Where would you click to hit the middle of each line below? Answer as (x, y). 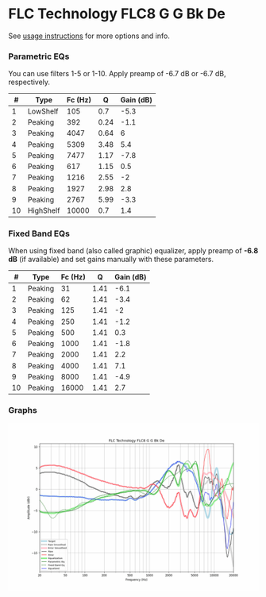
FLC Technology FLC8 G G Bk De (117, 14)
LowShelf (43, 111)
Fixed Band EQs (39, 233)
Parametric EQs (39, 56)
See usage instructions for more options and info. (89, 36)
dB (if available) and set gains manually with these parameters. (111, 260)
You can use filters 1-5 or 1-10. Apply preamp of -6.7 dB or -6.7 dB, (117, 74)
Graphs (23, 410)
